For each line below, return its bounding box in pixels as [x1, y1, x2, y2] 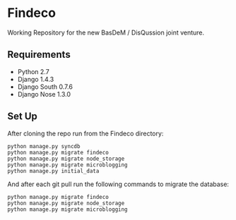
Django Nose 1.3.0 [17, 90, 71, 98]
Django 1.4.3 [17, 75, 54, 83]
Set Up [7, 111, 37, 123]
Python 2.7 [17, 67, 49, 75]
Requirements [7, 49, 71, 61]
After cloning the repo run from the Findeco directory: [7, 129, 164, 137]
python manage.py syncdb [7, 142, 81, 149]
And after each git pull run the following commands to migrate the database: [7, 180, 230, 188]
